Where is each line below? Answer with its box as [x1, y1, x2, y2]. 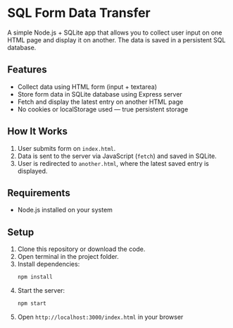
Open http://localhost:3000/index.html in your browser [17, 312, 184, 321]
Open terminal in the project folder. [17, 253, 120, 261]
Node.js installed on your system [17, 206, 113, 214]
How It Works [7, 126, 68, 138]
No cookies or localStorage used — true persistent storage [17, 104, 189, 114]
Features [7, 63, 47, 75]
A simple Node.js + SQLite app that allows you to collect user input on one [7, 28, 222, 37]
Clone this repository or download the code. [17, 245, 146, 253]
